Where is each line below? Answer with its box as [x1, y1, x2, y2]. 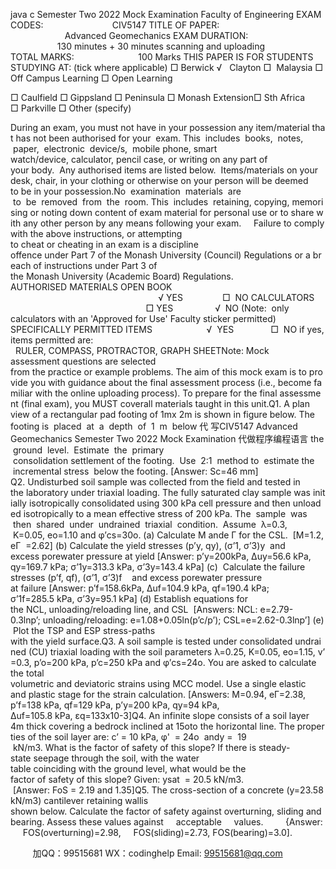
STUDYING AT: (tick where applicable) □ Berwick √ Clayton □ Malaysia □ [10, 62, 324, 73]
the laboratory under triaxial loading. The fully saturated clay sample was [10, 487, 311, 498]
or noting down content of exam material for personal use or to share [29, 207, 315, 218]
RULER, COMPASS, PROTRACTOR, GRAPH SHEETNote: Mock [14, 345, 270, 356]
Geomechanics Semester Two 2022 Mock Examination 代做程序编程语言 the [10, 433, 325, 444]
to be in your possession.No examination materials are [10, 185, 242, 197]
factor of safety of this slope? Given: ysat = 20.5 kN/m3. [10, 774, 244, 785]
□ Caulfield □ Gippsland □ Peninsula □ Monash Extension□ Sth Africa [10, 92, 306, 103]
